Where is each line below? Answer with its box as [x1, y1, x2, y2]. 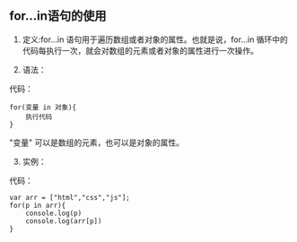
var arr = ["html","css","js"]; [9, 193, 130, 202]
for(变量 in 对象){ [9, 102, 77, 112]
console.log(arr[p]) [25, 216, 102, 226]
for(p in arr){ [9, 201, 66, 210]
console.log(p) [25, 209, 83, 218]
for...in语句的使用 [9, 8, 107, 24]
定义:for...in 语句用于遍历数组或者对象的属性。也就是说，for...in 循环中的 [22, 34, 289, 45]
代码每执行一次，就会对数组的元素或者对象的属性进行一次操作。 [22, 45, 258, 56]
